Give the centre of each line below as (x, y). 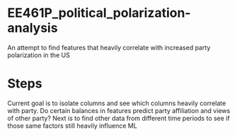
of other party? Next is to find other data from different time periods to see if (118, 118)
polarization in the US (39, 55)
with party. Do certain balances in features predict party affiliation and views (119, 110)
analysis (33, 28)
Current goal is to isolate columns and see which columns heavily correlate (117, 103)
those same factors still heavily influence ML (73, 126)
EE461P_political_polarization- (99, 13)
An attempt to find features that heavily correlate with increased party (109, 47)
